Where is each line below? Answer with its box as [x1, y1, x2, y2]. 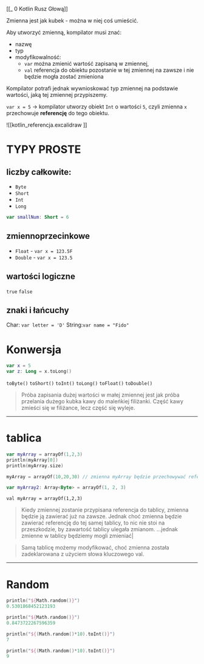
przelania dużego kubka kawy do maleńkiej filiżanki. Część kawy [21, 398, 184, 404]
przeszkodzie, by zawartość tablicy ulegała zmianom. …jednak [21, 526, 178, 533]
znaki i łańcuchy [6, 305, 69, 316]
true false [6, 289, 33, 295]
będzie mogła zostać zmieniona [24, 73, 104, 80]
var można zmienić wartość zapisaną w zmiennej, [24, 60, 149, 67]
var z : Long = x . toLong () [6, 369, 72, 375]
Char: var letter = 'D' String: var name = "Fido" [6, 321, 129, 328]
